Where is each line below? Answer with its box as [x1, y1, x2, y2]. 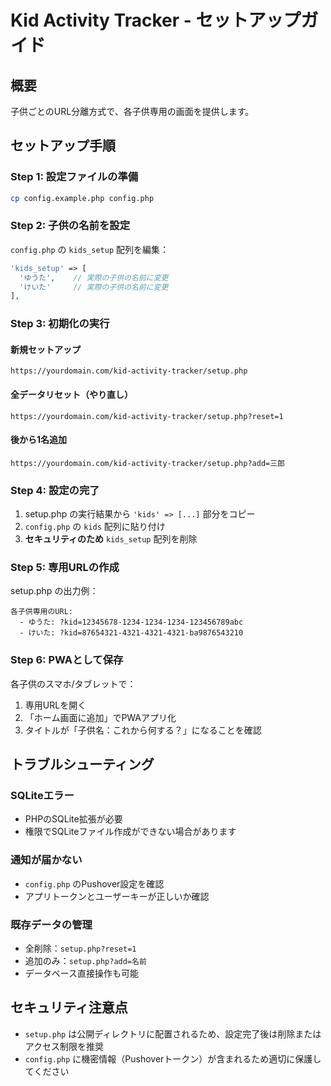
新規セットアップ [10, 343, 81, 355]
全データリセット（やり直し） [10, 389, 133, 401]
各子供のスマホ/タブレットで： [10, 677, 137, 690]
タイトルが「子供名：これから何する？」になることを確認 [24, 724, 262, 736]
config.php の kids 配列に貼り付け [24, 521, 166, 533]
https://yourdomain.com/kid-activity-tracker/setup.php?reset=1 [10, 411, 284, 421]
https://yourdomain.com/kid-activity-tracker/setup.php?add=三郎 [10, 458, 285, 468]
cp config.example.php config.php [10, 193, 155, 203]
